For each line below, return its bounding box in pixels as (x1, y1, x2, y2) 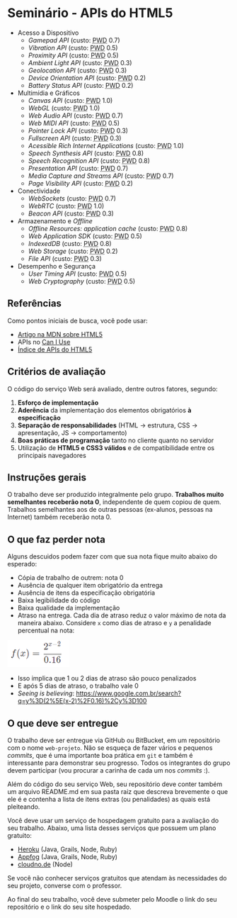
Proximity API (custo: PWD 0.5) (28, 51, 119, 60)
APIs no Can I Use (17, 337, 71, 346)
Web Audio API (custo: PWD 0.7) (28, 111, 124, 120)
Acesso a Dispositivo (17, 28, 79, 37)
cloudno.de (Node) (17, 860, 73, 868)
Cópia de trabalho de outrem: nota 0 (17, 573, 124, 582)
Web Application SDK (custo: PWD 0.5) (28, 232, 143, 240)
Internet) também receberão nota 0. (7, 513, 112, 522)
